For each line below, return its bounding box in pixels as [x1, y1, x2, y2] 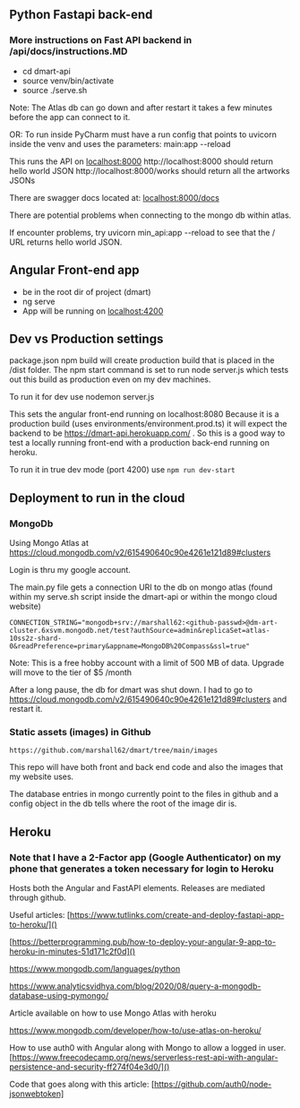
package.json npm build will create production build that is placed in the [9, 355, 275, 366]
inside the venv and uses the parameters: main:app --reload [9, 138, 231, 149]
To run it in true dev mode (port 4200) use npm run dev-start [9, 464, 236, 475]
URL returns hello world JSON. [9, 237, 123, 247]
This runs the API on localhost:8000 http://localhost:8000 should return [9, 156, 274, 167]
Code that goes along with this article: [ [9, 1078, 155, 1089]
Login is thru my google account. [9, 565, 132, 575]
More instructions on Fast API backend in [9, 34, 193, 47]
